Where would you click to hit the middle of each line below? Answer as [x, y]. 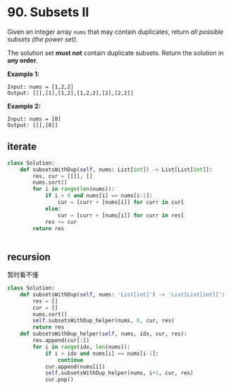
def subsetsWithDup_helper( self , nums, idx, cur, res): [104, 334]
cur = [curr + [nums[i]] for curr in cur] [121, 202]
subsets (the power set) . [43, 39]
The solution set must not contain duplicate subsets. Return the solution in [115, 53]
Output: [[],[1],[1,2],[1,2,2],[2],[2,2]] [70, 93]
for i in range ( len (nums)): [74, 189]
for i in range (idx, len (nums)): [82, 347]
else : [53, 208]
